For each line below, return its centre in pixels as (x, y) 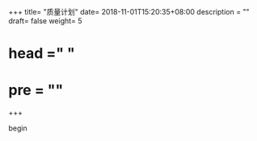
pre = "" (36, 90)
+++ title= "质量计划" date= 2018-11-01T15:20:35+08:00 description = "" (129, 12)
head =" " (42, 54)
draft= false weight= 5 (45, 21)
